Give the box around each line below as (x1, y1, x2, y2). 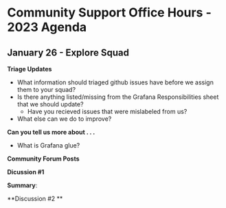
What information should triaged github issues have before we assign (16, 78, 214, 86)
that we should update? (16, 100, 84, 108)
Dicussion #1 (7, 168, 45, 176)
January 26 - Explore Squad (7, 47, 129, 58)
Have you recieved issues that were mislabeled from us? (27, 108, 188, 115)
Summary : (7, 181, 38, 189)
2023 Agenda (7, 19, 87, 35)
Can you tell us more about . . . (7, 128, 95, 136)
